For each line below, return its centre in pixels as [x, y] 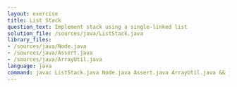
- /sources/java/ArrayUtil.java [55, 60]
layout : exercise [33, 14]
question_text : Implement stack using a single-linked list [98, 27]
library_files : [30, 40]
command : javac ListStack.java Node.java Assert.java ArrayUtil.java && [116, 72]
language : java [30, 66]
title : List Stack [34, 20]
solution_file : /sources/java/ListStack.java [75, 33]
